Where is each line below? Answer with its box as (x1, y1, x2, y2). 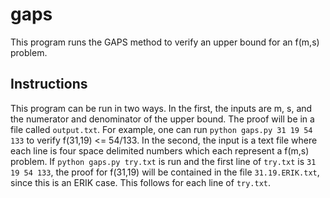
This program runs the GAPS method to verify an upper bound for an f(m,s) (10, 36, 320, 48)
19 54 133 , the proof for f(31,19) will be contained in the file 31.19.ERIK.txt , (10, 166, 320, 178)
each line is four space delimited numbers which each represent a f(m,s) (10, 144, 310, 157)
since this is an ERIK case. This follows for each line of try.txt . (10, 176, 272, 188)
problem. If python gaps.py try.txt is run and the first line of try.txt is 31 (10, 155, 317, 167)
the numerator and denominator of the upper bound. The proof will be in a (10, 113, 315, 125)
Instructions (10, 76, 88, 93)
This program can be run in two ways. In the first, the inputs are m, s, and (10, 102, 313, 114)
